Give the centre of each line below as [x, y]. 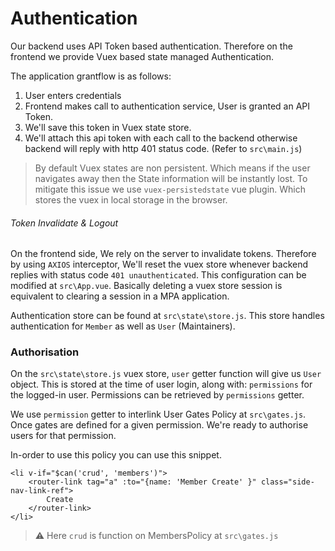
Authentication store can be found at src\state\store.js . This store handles [167, 316]
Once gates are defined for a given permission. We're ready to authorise [159, 425]
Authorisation [45, 352]
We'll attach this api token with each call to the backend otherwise [161, 138]
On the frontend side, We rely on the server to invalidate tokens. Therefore [163, 254]
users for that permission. [63, 436]
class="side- [287, 482]
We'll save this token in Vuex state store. [108, 127]
